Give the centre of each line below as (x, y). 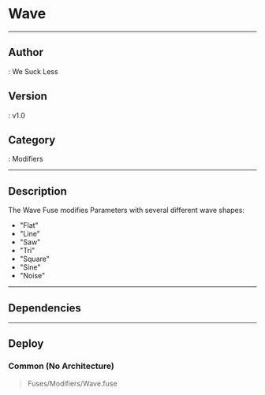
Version (28, 97)
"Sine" (30, 267)
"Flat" (29, 225)
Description (37, 191)
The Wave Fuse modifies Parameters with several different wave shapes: (126, 211)
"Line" (30, 234)
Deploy (26, 344)
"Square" (34, 259)
